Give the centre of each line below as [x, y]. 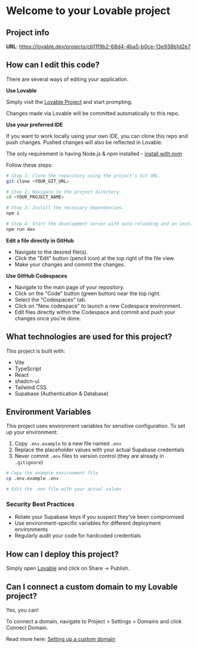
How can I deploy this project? [62, 554]
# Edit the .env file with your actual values [64, 489]
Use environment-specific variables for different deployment [88, 523]
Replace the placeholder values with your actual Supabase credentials [99, 450]
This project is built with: [36, 351]
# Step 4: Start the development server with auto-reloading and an [91, 224]
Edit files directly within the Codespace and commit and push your [95, 312]
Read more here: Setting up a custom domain [61, 639]
